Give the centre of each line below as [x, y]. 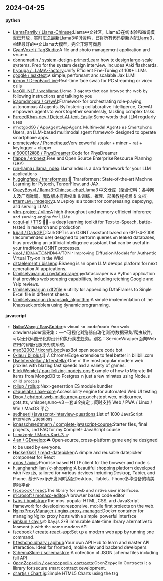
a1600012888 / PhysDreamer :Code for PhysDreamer [65, 153]
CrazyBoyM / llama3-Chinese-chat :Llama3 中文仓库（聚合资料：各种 [81, 190]
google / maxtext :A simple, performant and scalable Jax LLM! [74, 75]
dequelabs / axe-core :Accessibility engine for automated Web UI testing [85, 391]
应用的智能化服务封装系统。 [40, 345]
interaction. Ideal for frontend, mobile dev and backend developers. [80, 547]
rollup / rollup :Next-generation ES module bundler [62, 386]
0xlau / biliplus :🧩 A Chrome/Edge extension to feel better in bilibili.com [83, 355]
